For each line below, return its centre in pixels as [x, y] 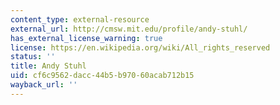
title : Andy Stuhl [48, 66]
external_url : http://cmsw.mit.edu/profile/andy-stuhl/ [129, 29]
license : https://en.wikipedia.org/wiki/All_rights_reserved [140, 47]
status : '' [33, 57]
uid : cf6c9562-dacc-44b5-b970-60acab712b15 [102, 76]
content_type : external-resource [80, 19]
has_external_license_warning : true [86, 38]
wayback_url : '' [44, 85]
